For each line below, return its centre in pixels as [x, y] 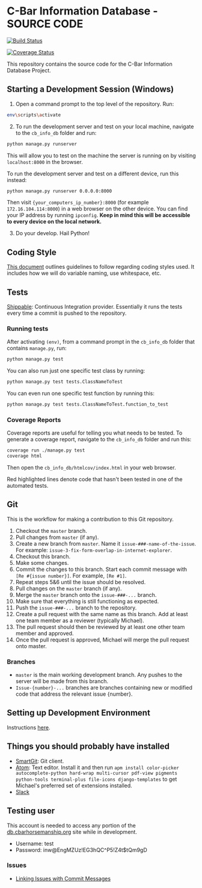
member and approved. [44, 633]
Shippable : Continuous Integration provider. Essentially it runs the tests [95, 307]
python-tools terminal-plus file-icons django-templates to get [96, 779]
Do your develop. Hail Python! [52, 233]
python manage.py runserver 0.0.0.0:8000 [60, 191]
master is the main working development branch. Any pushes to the [99, 675]
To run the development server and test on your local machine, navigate [105, 126]
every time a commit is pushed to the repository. [67, 313]
